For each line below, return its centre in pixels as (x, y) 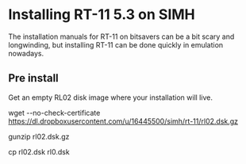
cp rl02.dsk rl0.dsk (39, 151)
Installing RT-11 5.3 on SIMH (102, 15)
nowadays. (26, 53)
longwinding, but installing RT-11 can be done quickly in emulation (116, 44)
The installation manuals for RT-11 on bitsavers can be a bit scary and (121, 36)
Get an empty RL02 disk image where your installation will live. (110, 97)
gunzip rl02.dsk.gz (39, 136)
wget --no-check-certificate (54, 113)
